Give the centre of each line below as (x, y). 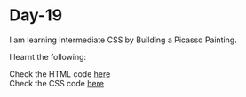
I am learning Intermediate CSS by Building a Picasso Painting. (123, 40)
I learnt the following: (48, 56)
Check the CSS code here (57, 83)
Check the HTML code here (60, 74)
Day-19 (36, 15)
